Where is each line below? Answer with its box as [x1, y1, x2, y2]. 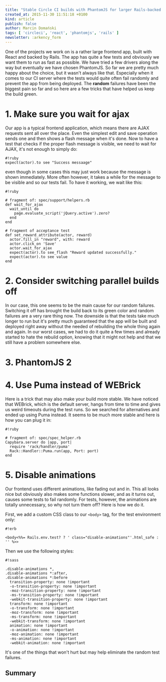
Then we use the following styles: [5, 548, 74, 554]
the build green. [5, 91, 38, 97]
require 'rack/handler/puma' [9, 444, 70, 449]
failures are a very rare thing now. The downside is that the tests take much [5, 313, 160, 319]
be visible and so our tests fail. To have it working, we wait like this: [5, 179, 143, 185]
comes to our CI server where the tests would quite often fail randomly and [5, 75, 159, 81]
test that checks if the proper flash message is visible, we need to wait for [5, 140, 157, 147]
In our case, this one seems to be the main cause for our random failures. [5, 302, 156, 308]
